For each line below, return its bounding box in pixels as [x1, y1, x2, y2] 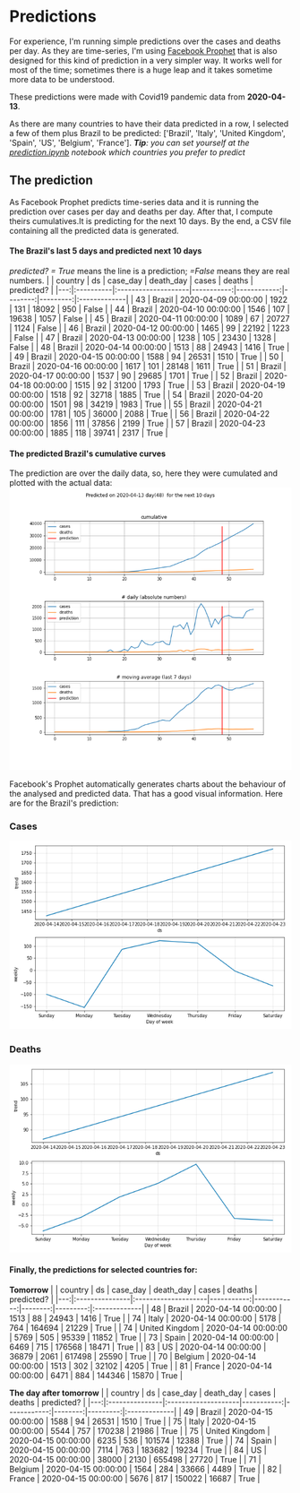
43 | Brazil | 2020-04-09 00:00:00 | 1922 [135, 294, 288, 305]
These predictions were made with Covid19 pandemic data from [9, 91, 246, 102]
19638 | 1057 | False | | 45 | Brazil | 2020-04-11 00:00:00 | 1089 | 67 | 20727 [9, 313, 290, 324]
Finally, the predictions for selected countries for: [9, 1264, 198, 1275]
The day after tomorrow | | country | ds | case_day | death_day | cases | [9, 1387, 276, 1398]
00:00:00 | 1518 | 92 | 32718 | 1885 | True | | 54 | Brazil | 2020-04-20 [9, 389, 263, 400]
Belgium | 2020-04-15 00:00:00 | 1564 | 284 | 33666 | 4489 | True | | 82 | [9, 1463, 282, 1474]
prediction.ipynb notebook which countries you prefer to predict [9, 146, 246, 158]
